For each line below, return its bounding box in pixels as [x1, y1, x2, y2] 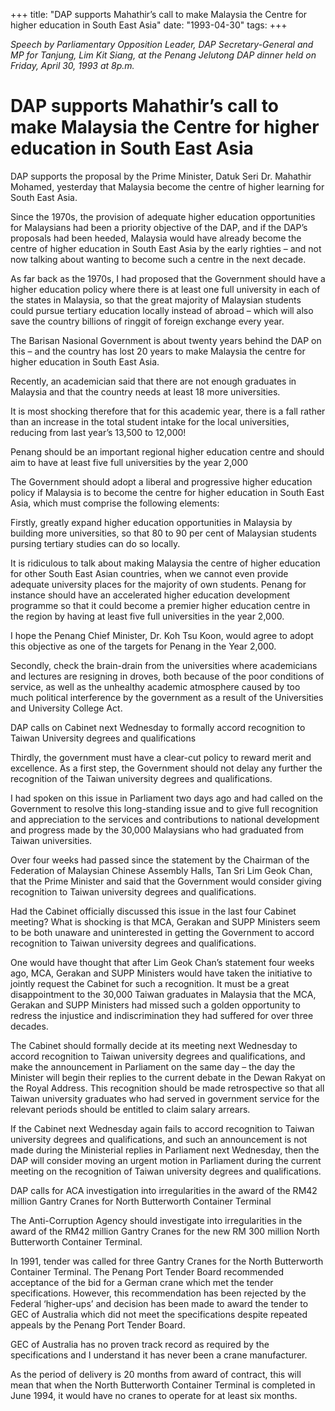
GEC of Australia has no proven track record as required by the [10, 1338, 270, 1350]
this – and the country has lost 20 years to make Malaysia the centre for [10, 345, 306, 357]
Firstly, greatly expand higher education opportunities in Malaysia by [10, 516, 293, 528]
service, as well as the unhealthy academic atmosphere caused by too [10, 680, 301, 693]
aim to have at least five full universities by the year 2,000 [10, 456, 249, 468]
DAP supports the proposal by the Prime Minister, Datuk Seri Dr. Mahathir [10, 170, 312, 182]
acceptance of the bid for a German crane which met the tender [10, 1276, 274, 1288]
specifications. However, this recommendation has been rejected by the [10, 1287, 307, 1299]
